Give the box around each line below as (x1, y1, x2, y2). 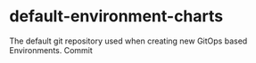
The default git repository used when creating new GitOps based (9, 35, 248, 46)
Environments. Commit (9, 44, 94, 55)
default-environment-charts (9, 6, 224, 27)
